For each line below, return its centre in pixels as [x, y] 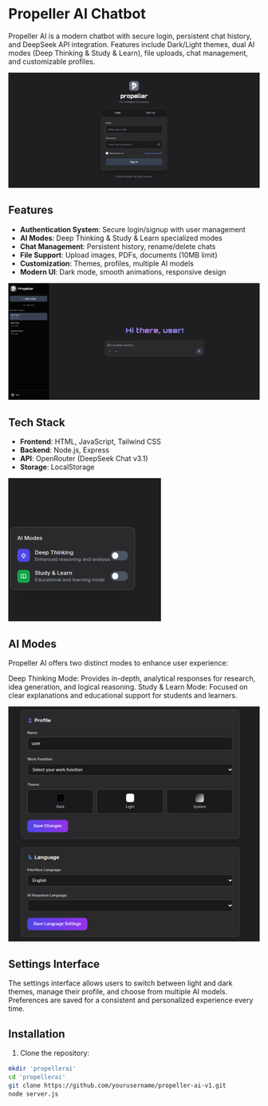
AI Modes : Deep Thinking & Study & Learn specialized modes [121, 238]
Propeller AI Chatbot [77, 14]
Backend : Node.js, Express [65, 450]
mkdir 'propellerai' [43, 1068]
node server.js [33, 1094]
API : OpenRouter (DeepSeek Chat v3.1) [84, 459]
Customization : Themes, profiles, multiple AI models [106, 263]
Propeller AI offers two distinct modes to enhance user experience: [118, 662]
